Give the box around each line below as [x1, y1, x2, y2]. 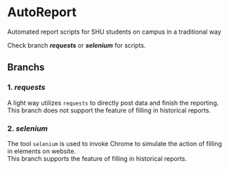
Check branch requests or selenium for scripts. [7, 41, 146, 49]
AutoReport [7, 4, 77, 20]
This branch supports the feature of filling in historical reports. [7, 154, 188, 162]
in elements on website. [7, 147, 76, 155]
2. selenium [7, 124, 48, 133]
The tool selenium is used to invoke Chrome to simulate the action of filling [7, 139, 223, 148]
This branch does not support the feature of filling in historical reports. [7, 106, 211, 115]
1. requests [7, 82, 46, 92]
